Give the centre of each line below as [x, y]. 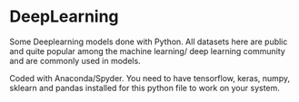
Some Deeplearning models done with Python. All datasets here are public [149, 42]
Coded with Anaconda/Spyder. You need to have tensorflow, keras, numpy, [150, 78]
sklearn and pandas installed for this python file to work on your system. [145, 88]
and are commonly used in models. [75, 60]
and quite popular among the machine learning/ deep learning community [148, 51]
